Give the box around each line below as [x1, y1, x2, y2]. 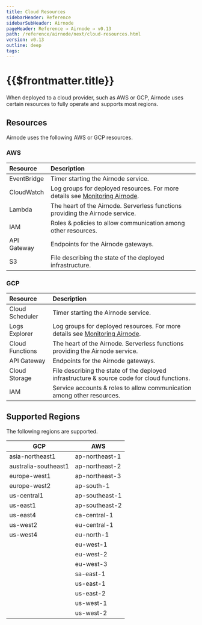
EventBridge [9, 174, 44, 182]
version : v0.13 [6, 37, 44, 43]
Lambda [9, 205, 32, 214]
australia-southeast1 [9, 462, 69, 470]
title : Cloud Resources [6, 8, 66, 15]
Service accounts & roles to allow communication [52, 384, 192, 392]
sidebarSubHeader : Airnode [6, 20, 74, 26]
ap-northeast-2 [75, 462, 121, 470]
